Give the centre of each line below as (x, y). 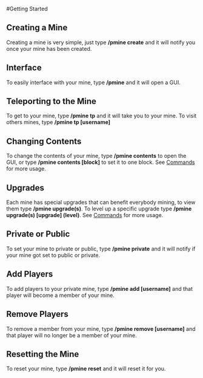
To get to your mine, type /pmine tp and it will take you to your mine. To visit (101, 116)
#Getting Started (27, 9)
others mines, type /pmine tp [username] (58, 122)
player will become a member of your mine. (61, 295)
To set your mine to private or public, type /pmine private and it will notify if (101, 249)
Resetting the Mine (43, 354)
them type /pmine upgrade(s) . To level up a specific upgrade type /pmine (99, 209)
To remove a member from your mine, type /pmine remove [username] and (101, 328)
